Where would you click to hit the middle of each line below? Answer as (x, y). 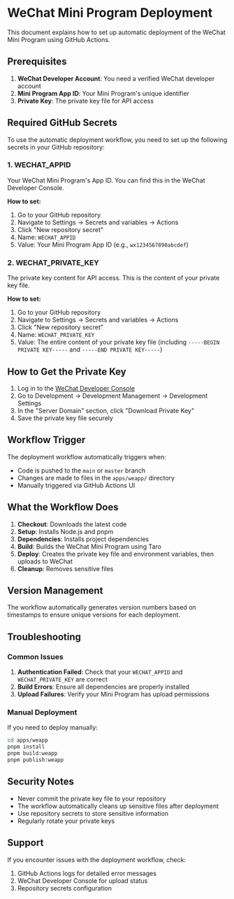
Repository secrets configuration (65, 888)
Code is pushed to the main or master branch (81, 470)
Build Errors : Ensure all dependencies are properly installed (103, 687)
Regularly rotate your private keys (66, 821)
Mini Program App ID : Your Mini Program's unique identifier (103, 93)
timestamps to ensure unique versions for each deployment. (94, 615)
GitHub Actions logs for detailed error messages (87, 873)
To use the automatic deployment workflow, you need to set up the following (117, 139)
